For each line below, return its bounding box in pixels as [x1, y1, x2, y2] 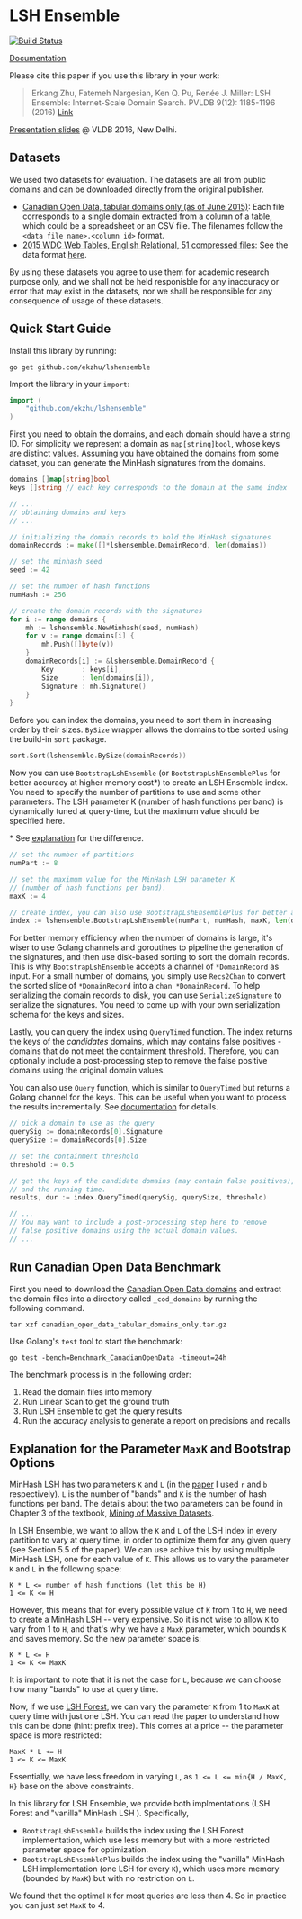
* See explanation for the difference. [9, 833, 144, 844]
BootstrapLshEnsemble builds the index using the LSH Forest [22, 1825, 244, 1836]
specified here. [9, 816, 66, 827]
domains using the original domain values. [9, 1064, 166, 1076]
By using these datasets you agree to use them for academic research [9, 267, 270, 277]
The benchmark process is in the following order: [9, 1369, 191, 1380]
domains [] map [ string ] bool [9, 475, 111, 484]
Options [9, 1455, 56, 1471]
